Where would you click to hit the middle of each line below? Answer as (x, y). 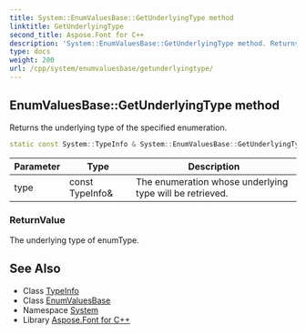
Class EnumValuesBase (66, 300)
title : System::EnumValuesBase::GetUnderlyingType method (122, 18)
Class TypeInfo (51, 290)
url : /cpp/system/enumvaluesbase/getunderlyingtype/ (112, 69)
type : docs (30, 52)
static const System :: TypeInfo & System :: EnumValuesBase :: (124, 144)
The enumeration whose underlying (212, 181)
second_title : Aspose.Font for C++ (77, 35)
